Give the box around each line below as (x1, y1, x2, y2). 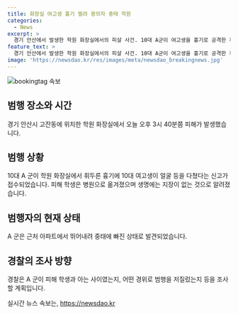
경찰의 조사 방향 (7, 254, 72, 267)
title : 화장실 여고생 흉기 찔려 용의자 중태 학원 (7, 10, 132, 18)
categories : (7, 17, 42, 24)
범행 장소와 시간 (7, 100, 72, 112)
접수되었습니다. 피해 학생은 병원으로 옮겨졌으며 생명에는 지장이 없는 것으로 (7, 180, 212, 189)
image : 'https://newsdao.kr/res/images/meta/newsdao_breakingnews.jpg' (7, 57, 223, 64)
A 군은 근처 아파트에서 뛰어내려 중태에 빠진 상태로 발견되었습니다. (7, 232, 188, 241)
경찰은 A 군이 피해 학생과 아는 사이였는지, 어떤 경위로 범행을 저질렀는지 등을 (7, 275, 216, 284)
